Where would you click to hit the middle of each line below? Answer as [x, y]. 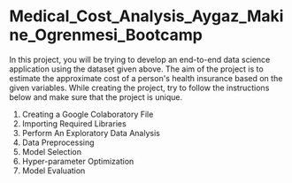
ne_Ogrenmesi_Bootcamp [106, 35]
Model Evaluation [54, 171]
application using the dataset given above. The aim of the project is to [136, 69]
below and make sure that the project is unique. [96, 97]
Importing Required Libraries [74, 123]
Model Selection [52, 151]
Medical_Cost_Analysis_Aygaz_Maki [146, 16]
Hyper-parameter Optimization [78, 161]
